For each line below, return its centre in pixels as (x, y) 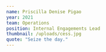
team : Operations (28, 23)
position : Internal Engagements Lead (53, 28)
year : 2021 (20, 17)
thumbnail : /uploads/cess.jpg (44, 34)
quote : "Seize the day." (37, 39)
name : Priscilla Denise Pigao (44, 12)
